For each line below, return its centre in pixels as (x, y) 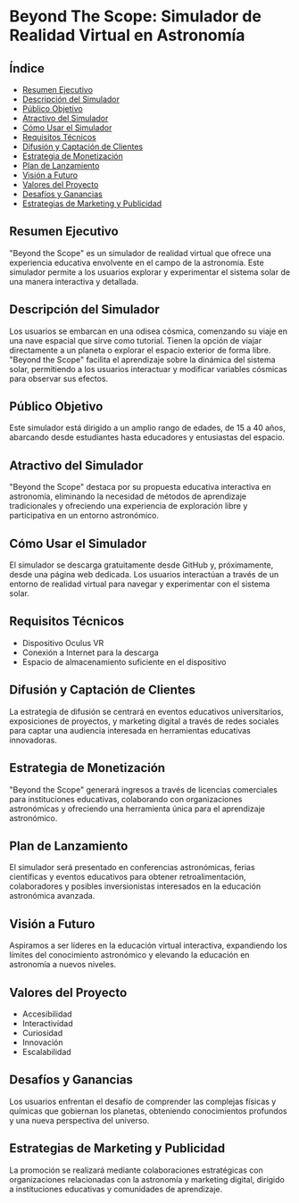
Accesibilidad (47, 1014)
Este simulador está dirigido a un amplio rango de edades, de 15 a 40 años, (147, 428)
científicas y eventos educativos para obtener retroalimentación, (128, 877)
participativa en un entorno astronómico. (84, 516)
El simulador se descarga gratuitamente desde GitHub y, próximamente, (141, 565)
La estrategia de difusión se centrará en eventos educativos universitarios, (146, 711)
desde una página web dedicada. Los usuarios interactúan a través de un (144, 575)
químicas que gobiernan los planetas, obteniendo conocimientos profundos (148, 1111)
